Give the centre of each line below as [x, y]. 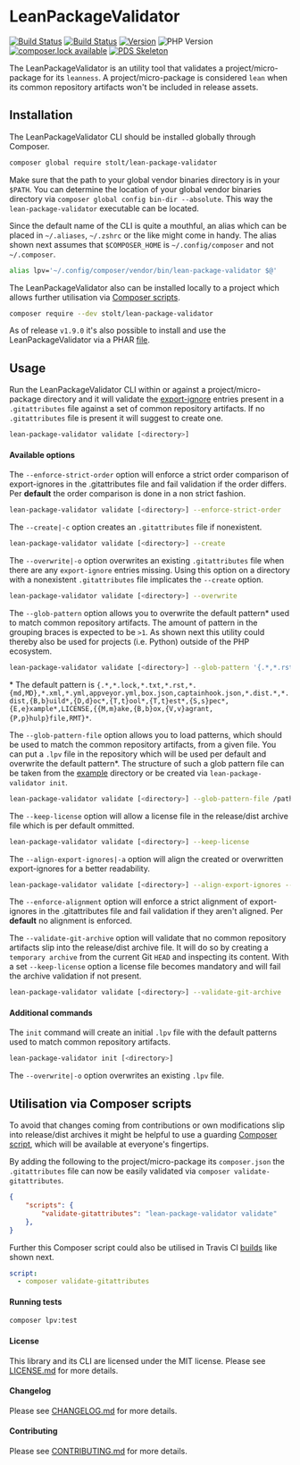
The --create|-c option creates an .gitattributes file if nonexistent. [136, 527]
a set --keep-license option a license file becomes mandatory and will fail [145, 967]
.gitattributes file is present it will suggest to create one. [116, 419]
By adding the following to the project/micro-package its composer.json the [147, 1162]
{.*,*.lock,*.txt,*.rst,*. [147, 685]
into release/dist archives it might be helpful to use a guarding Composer [143, 1135]
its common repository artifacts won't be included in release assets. [134, 87]
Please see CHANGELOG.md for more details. [93, 1410]
